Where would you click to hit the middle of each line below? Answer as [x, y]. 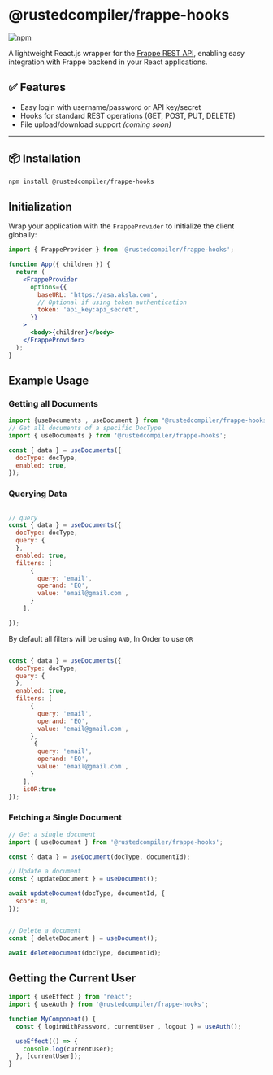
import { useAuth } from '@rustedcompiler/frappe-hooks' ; [108, 1005]
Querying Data [38, 494]
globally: [23, 235]
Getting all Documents [54, 403]
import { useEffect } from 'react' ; [70, 997]
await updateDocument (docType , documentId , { [87, 894]
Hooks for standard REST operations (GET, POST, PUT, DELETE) [128, 115]
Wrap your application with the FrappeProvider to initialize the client [121, 226]
